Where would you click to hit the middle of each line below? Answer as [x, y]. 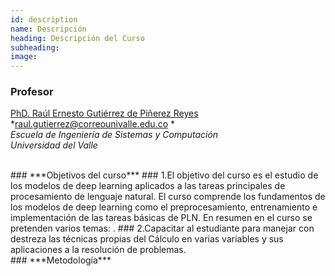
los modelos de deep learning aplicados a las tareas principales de [148, 186]
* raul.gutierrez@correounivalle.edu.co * [93, 124]
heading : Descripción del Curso [77, 38]
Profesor [32, 92]
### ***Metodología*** [61, 260]
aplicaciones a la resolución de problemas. [98, 250]
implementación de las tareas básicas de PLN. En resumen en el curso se [161, 218]
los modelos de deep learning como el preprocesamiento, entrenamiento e [164, 207]
